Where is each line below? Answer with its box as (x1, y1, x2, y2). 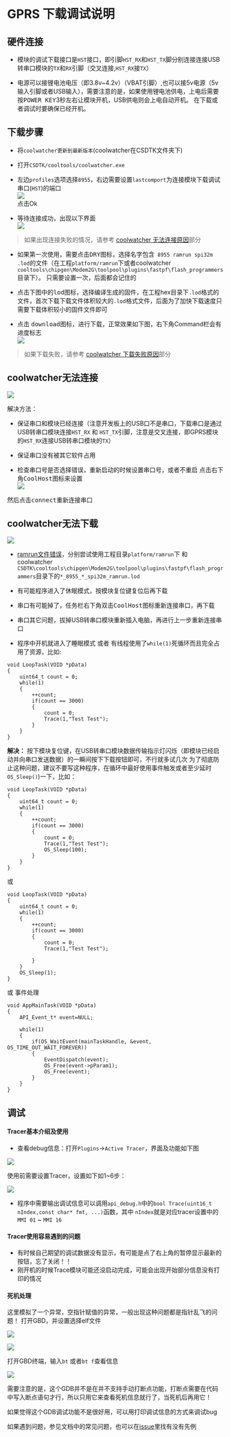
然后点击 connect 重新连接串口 (7, 496, 93, 504)
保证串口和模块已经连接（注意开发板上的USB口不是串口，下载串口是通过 (16, 419, 222, 427)
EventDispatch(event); (43, 1056, 109, 1063)
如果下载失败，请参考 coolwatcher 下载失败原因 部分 (23, 350, 172, 358)
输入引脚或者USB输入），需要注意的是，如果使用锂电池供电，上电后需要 (16, 87, 220, 95)
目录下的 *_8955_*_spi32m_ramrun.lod (35, 572, 140, 580)
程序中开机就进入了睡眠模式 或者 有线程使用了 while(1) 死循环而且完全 (16, 639, 214, 648)
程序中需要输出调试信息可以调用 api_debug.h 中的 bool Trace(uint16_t (16, 1199, 212, 1208)
